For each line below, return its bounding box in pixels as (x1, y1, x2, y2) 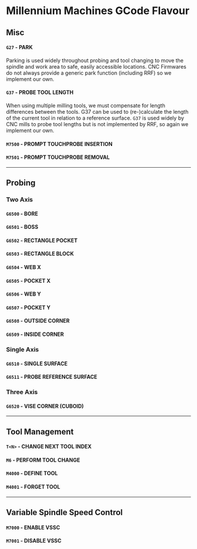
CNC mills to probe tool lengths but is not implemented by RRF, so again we (6, 120, 189, 127)
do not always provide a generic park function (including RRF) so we (6, 69, 172, 76)
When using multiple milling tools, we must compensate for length (6, 101, 165, 109)
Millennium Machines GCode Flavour (6, 4, 189, 18)
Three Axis (6, 388, 38, 396)
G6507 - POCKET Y (6, 304, 51, 311)
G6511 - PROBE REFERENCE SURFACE (6, 374, 98, 381)
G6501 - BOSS (6, 223, 39, 231)
